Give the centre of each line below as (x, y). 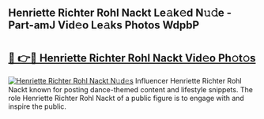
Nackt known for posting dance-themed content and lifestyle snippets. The (130, 89)
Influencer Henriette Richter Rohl (189, 81)
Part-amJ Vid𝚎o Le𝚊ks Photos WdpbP (104, 26)
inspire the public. (38, 106)
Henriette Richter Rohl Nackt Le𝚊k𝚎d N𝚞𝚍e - (120, 13)
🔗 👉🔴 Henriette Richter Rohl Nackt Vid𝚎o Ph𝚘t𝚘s (132, 58)
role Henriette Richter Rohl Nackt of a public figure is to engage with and (126, 98)
